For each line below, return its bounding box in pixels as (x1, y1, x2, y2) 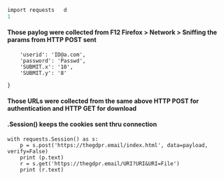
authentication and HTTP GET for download (7, 104, 137, 112)
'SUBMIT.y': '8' (20, 69, 68, 76)
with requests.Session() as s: (7, 135, 99, 143)
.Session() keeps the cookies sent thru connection (7, 120, 157, 129)
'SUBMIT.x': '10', (20, 63, 73, 70)
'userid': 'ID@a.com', (20, 51, 86, 58)
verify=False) (7, 148, 49, 155)
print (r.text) (20, 166, 64, 173)
